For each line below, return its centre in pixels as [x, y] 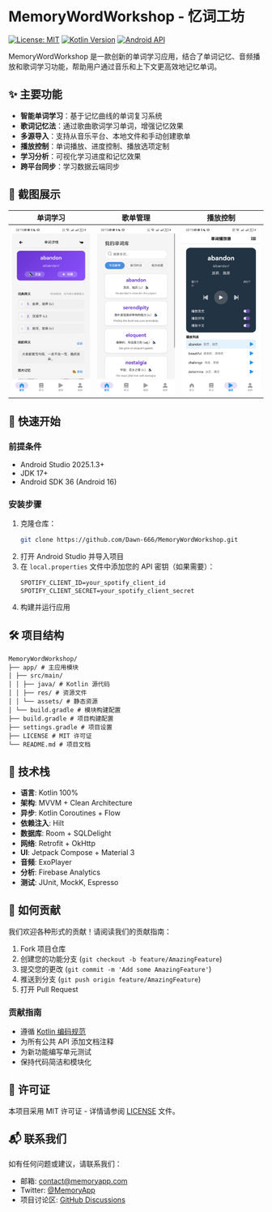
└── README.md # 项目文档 [50, 745]
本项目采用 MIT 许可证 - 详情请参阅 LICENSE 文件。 [94, 1111]
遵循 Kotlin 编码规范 [53, 1032]
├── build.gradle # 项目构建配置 [61, 719]
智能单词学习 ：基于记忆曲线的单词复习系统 [91, 115]
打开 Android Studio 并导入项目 [72, 557]
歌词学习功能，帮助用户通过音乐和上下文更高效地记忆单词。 [121, 67]
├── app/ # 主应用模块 [44, 668]
